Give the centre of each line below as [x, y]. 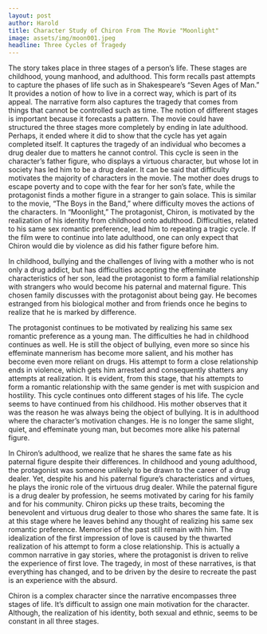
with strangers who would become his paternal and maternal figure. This [128, 287]
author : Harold [33, 23]
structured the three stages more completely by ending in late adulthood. [128, 128]
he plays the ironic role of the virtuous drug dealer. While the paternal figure [133, 487]
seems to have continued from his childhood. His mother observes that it [128, 404]
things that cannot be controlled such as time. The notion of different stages [133, 110]
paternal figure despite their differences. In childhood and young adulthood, [133, 462]
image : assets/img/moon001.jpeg [62, 38]
